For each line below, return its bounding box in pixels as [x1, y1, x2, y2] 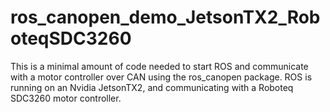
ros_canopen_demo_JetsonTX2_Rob [10, 6, 321, 29]
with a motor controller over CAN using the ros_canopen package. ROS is [10, 71, 313, 83]
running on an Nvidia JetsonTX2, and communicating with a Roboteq [10, 81, 294, 93]
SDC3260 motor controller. [10, 92, 122, 104]
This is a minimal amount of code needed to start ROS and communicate [10, 60, 309, 72]
